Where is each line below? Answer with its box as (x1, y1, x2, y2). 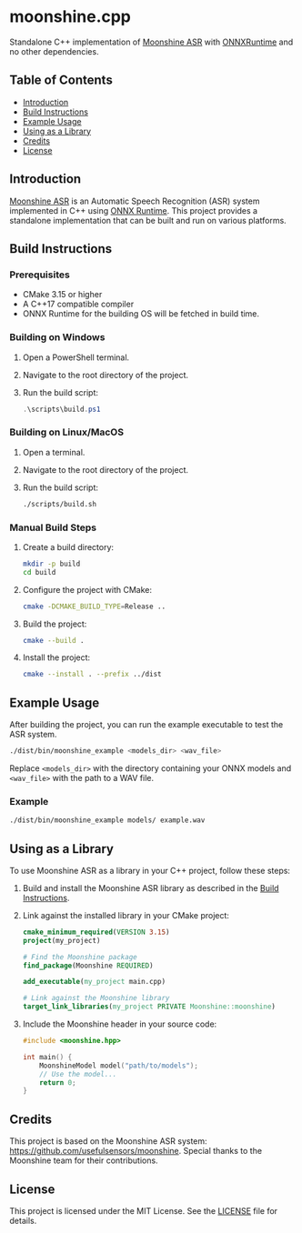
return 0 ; (39, 1078, 76, 1088)
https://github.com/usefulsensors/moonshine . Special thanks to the (9, 1146, 262, 1157)
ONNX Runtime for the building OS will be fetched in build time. (22, 308, 260, 319)
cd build (22, 567, 56, 576)
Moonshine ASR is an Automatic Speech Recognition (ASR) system (9, 195, 260, 206)
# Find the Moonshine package (22, 952, 138, 961)
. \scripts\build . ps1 (22, 405, 101, 414)
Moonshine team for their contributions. (9, 1155, 158, 1166)
